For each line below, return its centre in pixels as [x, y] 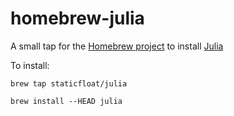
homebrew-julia [77, 18]
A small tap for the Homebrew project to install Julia [117, 46]
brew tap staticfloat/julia [69, 83]
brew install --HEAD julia [66, 101]
